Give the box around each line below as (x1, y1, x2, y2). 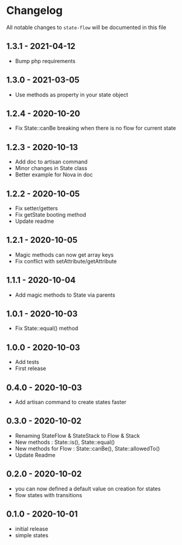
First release (15, 365, 47, 372)
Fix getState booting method (15, 211, 86, 218)
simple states (15, 531, 48, 539)
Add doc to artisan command (15, 158, 88, 165)
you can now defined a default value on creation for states (15, 485, 161, 492)
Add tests (15, 358, 39, 366)
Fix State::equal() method (15, 325, 79, 332)
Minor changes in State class (15, 165, 88, 172)
